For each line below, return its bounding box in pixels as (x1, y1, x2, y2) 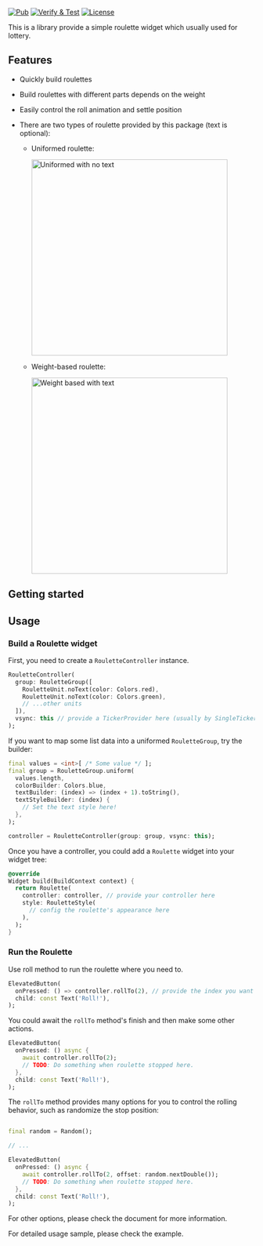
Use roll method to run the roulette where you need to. (8, 964, 184, 974)
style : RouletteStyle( (22, 899, 96, 907)
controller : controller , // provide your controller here (22, 891, 215, 900)
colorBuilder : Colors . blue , (15, 781, 107, 789)
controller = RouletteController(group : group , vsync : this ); (8, 832, 215, 840)
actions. (8, 1024, 34, 1033)
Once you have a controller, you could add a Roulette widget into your (8, 846, 235, 855)
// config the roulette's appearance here (28, 906, 170, 914)
